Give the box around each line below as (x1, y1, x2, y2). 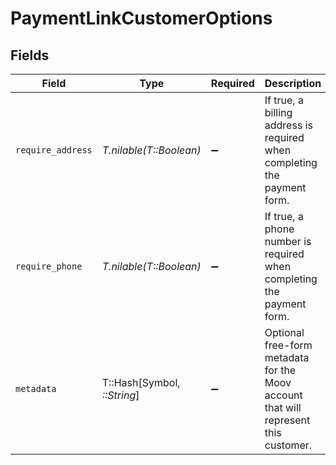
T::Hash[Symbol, (101, 376, 181, 389)
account (264, 388, 303, 402)
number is (264, 235, 312, 248)
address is (264, 118, 313, 132)
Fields (10, 47, 50, 64)
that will (264, 401, 302, 414)
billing (264, 106, 293, 119)
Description (264, 77, 322, 90)
